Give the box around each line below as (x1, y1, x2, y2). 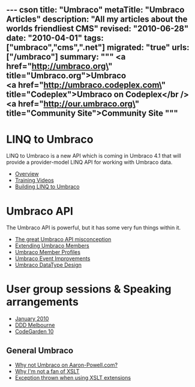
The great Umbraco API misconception (14, 236, 112, 243)
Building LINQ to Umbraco (14, 183, 80, 190)
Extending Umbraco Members (14, 242, 89, 249)
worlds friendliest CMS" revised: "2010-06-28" (6, 23, 189, 34)
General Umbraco (6, 345, 74, 356)
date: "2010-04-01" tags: (6, 33, 104, 43)
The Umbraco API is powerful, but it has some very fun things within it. (6, 224, 181, 231)
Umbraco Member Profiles (14, 249, 81, 256)
